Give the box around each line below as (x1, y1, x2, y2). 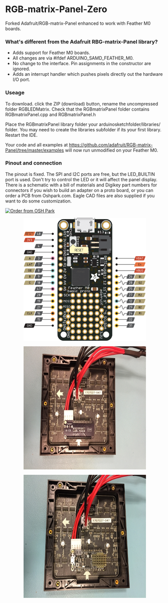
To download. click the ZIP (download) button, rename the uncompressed (5, 100, 158, 107)
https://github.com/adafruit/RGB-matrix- (69, 141, 153, 147)
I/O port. (12, 77, 30, 83)
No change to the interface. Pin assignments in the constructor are (12, 61, 151, 67)
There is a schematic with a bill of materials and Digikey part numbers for (5, 182, 157, 188)
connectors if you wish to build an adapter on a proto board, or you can (5, 187, 154, 193)
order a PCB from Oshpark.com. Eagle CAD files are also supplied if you (5, 192, 155, 198)
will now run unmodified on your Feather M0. (65, 147, 158, 153)
